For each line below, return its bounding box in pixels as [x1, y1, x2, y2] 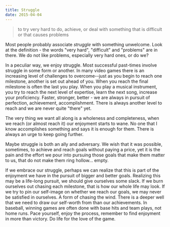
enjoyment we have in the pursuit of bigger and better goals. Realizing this [5, 172, 161, 178]
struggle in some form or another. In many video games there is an [5, 67, 145, 74]
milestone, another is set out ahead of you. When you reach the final [5, 78, 149, 84]
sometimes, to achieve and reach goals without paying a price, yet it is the [5, 146, 161, 152]
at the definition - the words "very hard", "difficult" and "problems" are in [5, 47, 158, 53]
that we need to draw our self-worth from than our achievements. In [5, 199, 147, 206]
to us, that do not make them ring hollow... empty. [5, 157, 109, 163]
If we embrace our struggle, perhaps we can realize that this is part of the [5, 167, 159, 173]
